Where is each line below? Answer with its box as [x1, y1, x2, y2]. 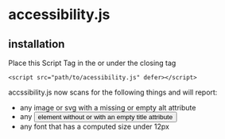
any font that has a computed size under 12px [19, 122, 169, 131]
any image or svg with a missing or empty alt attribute [19, 103, 196, 112]
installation [8, 37, 65, 51]
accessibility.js [8, 6, 111, 24]
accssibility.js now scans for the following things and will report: [8, 87, 218, 97]
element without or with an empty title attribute [37, 113, 173, 121]
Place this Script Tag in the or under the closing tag [8, 58, 177, 68]
